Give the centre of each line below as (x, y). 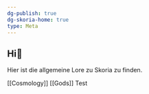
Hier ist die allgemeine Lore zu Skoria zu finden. (75, 70)
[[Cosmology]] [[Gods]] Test (47, 83)
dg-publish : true (32, 13)
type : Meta (23, 26)
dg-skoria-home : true (38, 20)
